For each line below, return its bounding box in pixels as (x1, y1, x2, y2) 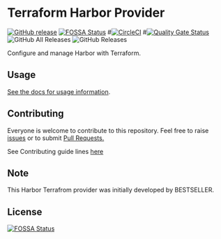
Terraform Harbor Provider (7, 5, 165, 21)
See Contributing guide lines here (7, 147, 104, 155)
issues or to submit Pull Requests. (7, 134, 105, 142)
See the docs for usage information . (7, 87, 111, 95)
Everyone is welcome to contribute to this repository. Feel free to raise (7, 126, 209, 134)
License (7, 206, 43, 217)
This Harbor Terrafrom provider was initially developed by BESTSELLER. (7, 186, 215, 194)
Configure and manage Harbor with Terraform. (7, 49, 142, 57)
